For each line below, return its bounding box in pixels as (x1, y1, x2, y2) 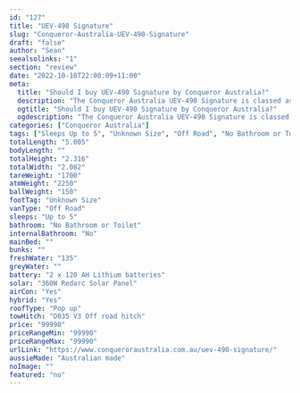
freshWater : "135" (9, 254, 78, 263)
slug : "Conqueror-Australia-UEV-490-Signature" (9, 29, 190, 38)
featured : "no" (9, 370, 66, 380)
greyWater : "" (9, 263, 62, 272)
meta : (9, 79, 29, 88)
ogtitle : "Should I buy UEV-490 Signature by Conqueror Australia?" (17, 105, 278, 113)
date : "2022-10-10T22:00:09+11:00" (9, 71, 142, 80)
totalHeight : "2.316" (9, 154, 90, 163)
